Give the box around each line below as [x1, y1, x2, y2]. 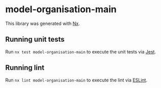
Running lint [5, 64, 45, 72]
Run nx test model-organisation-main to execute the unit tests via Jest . [5, 48, 156, 54]
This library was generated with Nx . [5, 20, 80, 26]
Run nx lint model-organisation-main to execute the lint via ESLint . [5, 77, 148, 83]
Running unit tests [5, 35, 65, 44]
